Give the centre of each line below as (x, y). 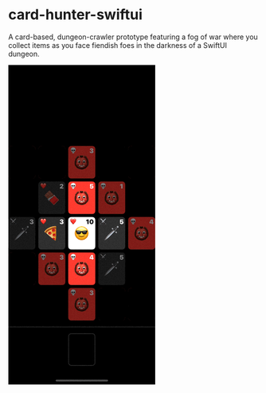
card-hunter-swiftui (76, 15)
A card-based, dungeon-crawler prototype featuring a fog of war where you (133, 37)
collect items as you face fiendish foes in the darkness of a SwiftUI (117, 45)
